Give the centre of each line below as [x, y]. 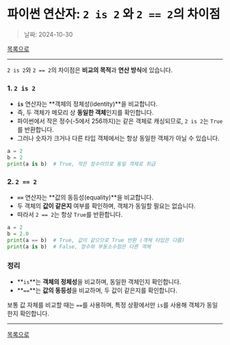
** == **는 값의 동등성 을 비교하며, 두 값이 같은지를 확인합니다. [97, 290]
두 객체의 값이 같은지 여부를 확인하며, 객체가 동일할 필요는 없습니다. [106, 206]
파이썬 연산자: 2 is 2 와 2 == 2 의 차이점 [114, 14]
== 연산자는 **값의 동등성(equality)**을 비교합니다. [85, 198]
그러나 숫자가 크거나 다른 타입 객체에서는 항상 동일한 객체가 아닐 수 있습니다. [118, 139]
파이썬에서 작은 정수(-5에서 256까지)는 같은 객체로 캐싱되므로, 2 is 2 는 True [120, 121]
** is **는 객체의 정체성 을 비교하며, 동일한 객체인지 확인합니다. [99, 281]
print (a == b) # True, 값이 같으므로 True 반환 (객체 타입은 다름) [96, 240]
